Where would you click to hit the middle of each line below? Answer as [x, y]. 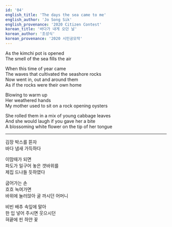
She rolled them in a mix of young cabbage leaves [58, 115]
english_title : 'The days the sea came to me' [56, 15]
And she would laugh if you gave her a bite [50, 121]
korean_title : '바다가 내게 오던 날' [41, 29]
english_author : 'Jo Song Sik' [39, 19]
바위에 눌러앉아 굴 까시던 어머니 [37, 196]
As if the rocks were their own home [44, 85]
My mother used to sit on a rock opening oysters [57, 106]
